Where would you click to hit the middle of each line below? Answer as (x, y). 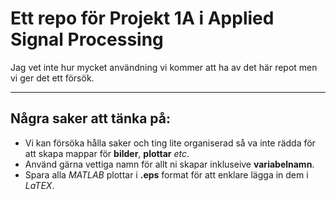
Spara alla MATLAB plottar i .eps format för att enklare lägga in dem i (166, 174)
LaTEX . (39, 185)
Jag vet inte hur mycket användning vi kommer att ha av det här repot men (164, 67)
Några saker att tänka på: (90, 118)
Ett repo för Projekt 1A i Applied (142, 18)
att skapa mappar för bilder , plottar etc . (107, 153)
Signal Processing (87, 39)
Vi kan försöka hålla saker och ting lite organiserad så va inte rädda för (170, 143)
